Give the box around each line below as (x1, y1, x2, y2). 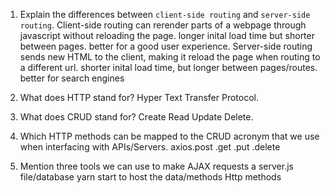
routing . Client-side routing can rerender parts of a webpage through (19, 19, 307, 31)
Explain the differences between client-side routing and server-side (19, 9, 311, 20)
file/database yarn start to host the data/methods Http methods (19, 171, 282, 183)
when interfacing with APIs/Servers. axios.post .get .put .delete (19, 141, 281, 153)
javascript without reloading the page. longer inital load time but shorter (19, 30, 315, 41)
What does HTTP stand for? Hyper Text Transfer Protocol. (19, 92, 259, 103)
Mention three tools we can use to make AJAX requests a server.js (19, 160, 294, 172)
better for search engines (19, 72, 125, 84)
